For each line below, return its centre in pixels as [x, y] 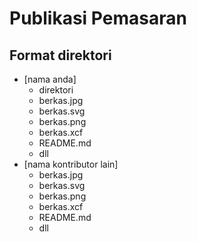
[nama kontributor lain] [71, 164]
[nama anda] [50, 79]
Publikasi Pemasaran [98, 18]
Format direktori [60, 55]
